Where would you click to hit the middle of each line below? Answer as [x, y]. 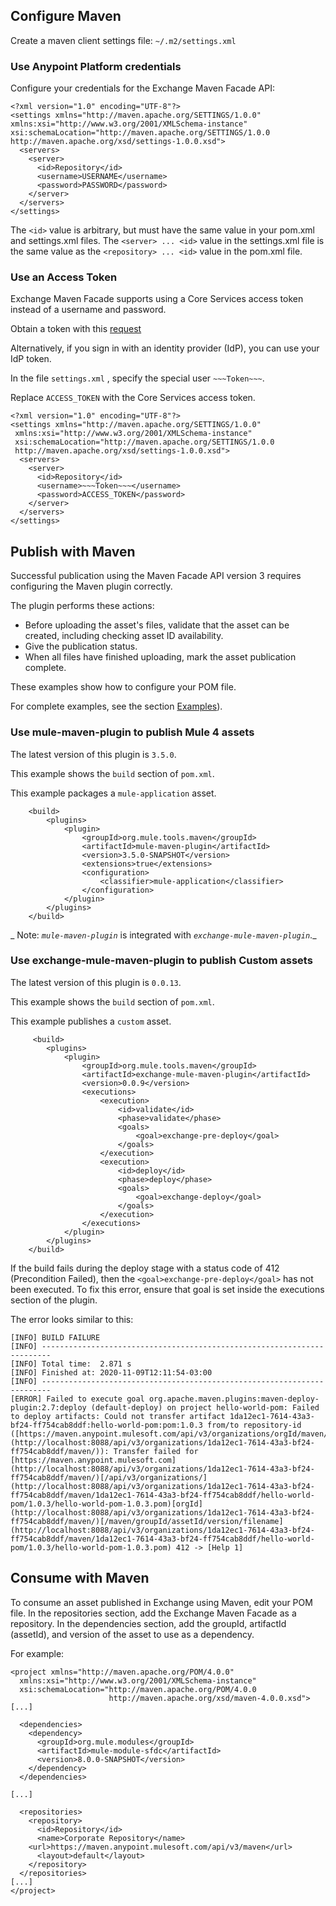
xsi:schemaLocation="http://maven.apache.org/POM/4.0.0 [138, 1689]
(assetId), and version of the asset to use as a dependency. [132, 1634]
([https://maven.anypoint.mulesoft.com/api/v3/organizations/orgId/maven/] [171, 1434]
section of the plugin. [54, 1300]
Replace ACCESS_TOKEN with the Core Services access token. [133, 398]
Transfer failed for [156, 1451]
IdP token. [31, 359]
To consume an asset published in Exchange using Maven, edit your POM [161, 1602]
